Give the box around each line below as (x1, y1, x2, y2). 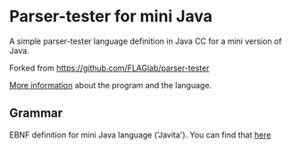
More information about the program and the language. (9, 79, 212, 90)
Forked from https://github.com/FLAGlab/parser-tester (9, 62, 210, 73)
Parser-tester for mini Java (9, 6, 212, 27)
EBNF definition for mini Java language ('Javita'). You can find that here (9, 129, 271, 140)
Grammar (9, 105, 63, 121)
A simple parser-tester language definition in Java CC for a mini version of (9, 36, 283, 46)
